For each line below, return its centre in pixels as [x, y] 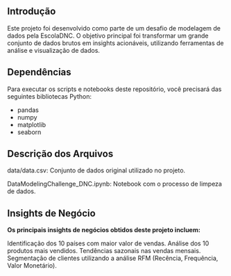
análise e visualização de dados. [54, 50]
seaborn [29, 132]
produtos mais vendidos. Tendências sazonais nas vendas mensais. [104, 251]
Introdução [32, 11]
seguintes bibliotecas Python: [50, 96]
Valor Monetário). [32, 266]
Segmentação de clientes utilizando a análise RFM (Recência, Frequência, [113, 258]
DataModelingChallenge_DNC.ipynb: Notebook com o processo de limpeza [114, 184]
